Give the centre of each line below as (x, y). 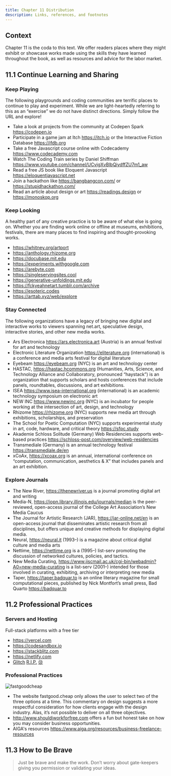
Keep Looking (23, 210)
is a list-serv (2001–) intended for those (107, 567)
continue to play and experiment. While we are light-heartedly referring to (83, 106)
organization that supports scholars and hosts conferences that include (88, 380)
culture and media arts (36, 545)
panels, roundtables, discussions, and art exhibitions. (69, 385)
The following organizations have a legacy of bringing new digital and (78, 321)
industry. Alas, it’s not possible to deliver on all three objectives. (79, 712)
